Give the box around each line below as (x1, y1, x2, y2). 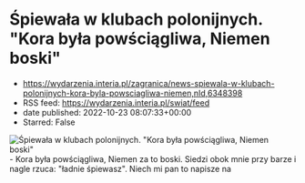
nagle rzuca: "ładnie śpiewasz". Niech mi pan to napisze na (9, 163, 232, 174)
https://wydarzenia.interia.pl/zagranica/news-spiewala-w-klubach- (22, 77, 275, 88)
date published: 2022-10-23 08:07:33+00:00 (22, 107, 192, 117)
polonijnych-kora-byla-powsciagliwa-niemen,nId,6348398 (22, 87, 243, 98)
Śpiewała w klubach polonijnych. (9, 9, 263, 30)
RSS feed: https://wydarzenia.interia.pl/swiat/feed (22, 97, 210, 108)
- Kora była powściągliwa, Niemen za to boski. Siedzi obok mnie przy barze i (9, 153, 297, 164)
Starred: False (22, 117, 76, 127)
